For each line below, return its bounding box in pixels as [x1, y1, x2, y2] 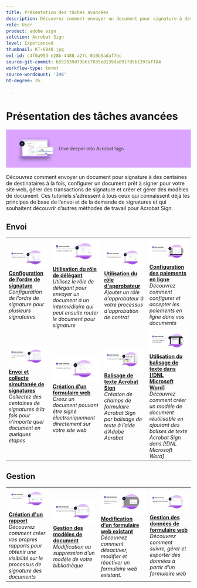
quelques [8, 431, 31, 438]
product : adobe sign [6, 28, 57, 34]
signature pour [8, 301, 45, 308]
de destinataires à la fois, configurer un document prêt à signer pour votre [6, 180, 185, 187]
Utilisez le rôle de [52, 278, 94, 285]
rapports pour [8, 542, 42, 549]
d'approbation [104, 307, 139, 315]
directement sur [52, 420, 91, 428]
